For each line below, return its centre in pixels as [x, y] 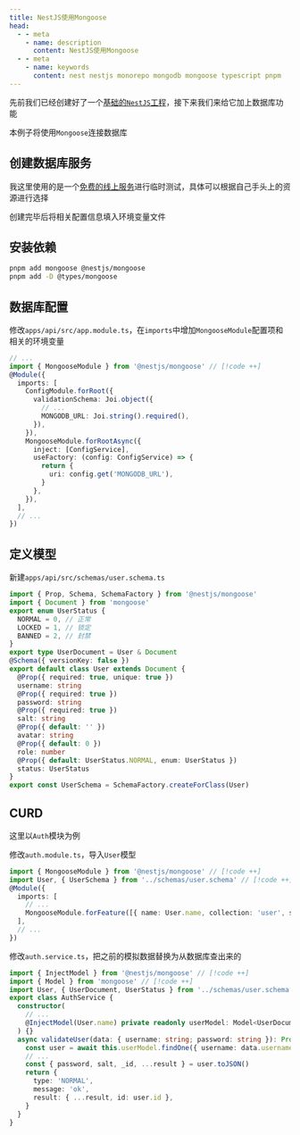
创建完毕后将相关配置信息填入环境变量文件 [87, 216]
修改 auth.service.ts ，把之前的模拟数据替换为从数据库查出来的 [125, 956]
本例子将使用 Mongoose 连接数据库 [68, 132]
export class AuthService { [62, 998]
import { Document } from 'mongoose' [79, 603]
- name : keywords [58, 68]
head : [19, 26]
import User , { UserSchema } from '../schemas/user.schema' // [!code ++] [151, 880]
